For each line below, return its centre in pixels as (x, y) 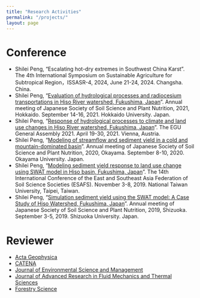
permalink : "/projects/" (37, 17)
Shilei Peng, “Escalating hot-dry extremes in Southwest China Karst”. (100, 69)
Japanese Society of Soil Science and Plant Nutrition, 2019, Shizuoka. (101, 210)
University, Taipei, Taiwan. (47, 191)
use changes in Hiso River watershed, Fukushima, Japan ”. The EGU (98, 127)
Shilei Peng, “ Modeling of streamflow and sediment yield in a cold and (101, 140)
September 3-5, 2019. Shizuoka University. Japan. (77, 217)
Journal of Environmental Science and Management (79, 270)
